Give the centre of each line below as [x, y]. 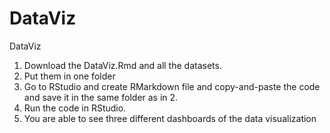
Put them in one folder [69, 76]
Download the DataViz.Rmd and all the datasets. [122, 65]
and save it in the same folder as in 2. [101, 97]
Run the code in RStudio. [75, 108]
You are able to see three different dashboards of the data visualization [170, 118]
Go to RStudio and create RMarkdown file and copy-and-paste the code [172, 86]
